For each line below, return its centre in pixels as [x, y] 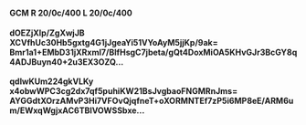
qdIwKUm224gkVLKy [52, 81]
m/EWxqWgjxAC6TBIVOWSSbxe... [77, 110]
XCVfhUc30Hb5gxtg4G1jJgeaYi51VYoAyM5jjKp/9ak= [114, 43]
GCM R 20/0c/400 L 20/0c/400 [71, 13]
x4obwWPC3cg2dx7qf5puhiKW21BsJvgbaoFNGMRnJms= [124, 91]
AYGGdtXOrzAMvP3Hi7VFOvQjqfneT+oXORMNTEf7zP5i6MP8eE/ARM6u [152, 101]
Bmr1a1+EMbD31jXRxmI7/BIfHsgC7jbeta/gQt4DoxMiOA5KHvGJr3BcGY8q [153, 52]
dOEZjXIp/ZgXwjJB [47, 33]
